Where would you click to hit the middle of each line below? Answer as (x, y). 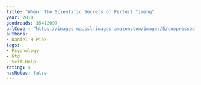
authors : (17, 34)
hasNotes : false (26, 73)
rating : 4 (19, 67)
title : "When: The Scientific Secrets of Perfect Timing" (80, 12)
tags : (13, 45)
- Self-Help (21, 62)
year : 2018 (20, 17)
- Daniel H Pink (26, 40)
